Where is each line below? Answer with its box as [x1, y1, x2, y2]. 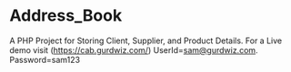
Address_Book [9, 5, 123, 26]
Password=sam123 [9, 54, 80, 65]
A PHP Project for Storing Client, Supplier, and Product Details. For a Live [9, 35, 283, 46]
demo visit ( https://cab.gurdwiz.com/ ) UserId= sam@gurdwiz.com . [9, 44, 258, 55]
